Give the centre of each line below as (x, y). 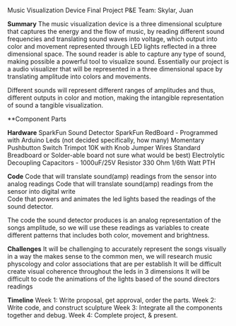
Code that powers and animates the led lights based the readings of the (112, 199)
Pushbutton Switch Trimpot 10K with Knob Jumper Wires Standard (104, 147)
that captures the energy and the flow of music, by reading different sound (116, 31)
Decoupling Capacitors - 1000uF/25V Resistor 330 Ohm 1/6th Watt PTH (111, 163)
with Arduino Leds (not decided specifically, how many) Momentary (106, 140)
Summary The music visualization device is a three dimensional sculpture (115, 24)
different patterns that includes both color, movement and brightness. (108, 235)
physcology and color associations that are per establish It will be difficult (114, 264)
